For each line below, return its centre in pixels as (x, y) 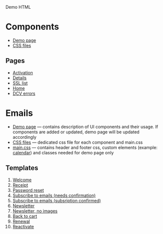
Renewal (21, 221)
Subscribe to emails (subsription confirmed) (57, 200)
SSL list (20, 83)
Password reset (28, 190)
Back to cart (25, 216)
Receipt (20, 185)
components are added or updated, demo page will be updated (76, 132)
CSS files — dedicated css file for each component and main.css (78, 142)
